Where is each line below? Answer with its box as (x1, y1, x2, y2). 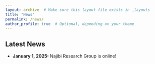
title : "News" (5, 12, 35, 17)
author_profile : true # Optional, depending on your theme (5, 21, 135, 26)
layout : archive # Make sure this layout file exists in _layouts (5, 7, 150, 12)
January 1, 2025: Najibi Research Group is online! (12, 53, 117, 59)
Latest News (5, 39, 45, 48)
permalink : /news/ (5, 16, 44, 21)
